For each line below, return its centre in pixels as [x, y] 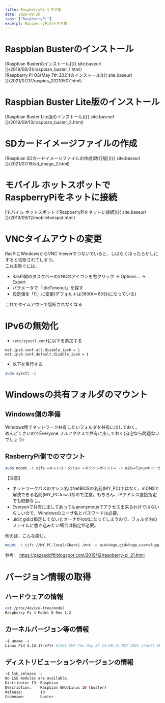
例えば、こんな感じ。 [27, 536]
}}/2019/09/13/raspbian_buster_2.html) [44, 122]
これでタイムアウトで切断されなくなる [44, 304]
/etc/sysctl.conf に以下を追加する [47, 341]
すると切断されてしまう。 [31, 259]
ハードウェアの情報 [34, 596]
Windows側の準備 [33, 414]
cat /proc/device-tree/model [35, 608]
